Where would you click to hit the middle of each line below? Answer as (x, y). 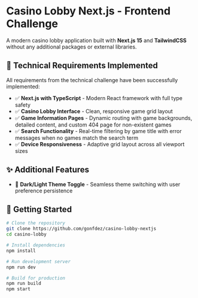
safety (23, 105)
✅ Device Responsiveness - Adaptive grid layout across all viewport (100, 144)
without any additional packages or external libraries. (71, 47)
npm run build (24, 284)
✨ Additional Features (48, 170)
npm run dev (21, 267)
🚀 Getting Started (39, 209)
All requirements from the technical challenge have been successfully (92, 80)
